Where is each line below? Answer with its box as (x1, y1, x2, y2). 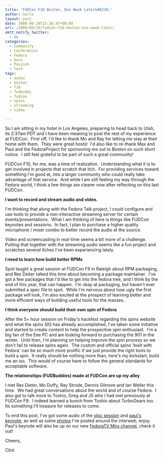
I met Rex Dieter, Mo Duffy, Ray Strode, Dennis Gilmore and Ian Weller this (5, 382, 154, 388)
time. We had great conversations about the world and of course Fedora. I (5, 387, 157, 393)
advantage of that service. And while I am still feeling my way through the (5, 176, 155, 182)
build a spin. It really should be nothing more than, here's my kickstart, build (5, 352, 159, 358)
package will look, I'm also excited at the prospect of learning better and (5, 292, 151, 297)
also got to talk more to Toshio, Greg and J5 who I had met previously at (5, 392, 151, 398)
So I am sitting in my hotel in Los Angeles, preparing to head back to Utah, (5, 125, 155, 131)
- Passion (9, 62, 29, 67)
